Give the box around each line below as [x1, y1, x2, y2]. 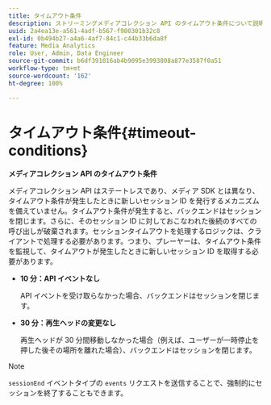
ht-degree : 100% [8, 79, 63, 87]
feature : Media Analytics [8, 42, 95, 50]
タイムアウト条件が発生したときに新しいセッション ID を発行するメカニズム [8, 196, 260, 206]
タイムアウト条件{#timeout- [8, 123, 197, 142]
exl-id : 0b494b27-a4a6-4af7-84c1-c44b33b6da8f [8, 34, 168, 43]
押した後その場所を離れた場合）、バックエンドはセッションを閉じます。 [19, 345, 256, 355]
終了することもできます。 [43, 388, 128, 398]
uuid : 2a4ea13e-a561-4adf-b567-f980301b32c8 [8, 27, 161, 35]
